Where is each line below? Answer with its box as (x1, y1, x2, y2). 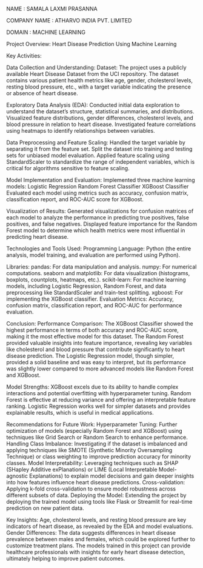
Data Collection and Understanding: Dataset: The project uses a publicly (6, 64, 187, 71)
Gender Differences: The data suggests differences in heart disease (6, 529, 176, 536)
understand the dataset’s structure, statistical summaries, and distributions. (6, 108, 195, 115)
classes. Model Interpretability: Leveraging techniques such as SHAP (6, 459, 179, 466)
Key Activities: (6, 52, 42, 59)
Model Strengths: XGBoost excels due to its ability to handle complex (6, 383, 179, 390)
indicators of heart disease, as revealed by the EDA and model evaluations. (6, 523, 194, 530)
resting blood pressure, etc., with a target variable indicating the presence (6, 83, 191, 90)
